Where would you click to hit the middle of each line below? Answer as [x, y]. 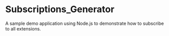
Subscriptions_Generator [60, 9]
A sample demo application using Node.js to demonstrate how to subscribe [84, 23]
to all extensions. [23, 28]
